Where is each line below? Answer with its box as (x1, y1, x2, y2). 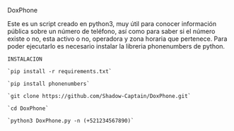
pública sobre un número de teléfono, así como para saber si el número (7, 27, 216, 35)
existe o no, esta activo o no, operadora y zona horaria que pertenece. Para (7, 35, 228, 43)
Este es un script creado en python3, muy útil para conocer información (7, 20, 217, 27)
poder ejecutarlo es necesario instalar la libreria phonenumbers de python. (7, 42, 225, 50)
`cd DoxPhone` (7, 105, 49, 112)
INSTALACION (7, 56, 42, 63)
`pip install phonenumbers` (7, 80, 90, 87)
